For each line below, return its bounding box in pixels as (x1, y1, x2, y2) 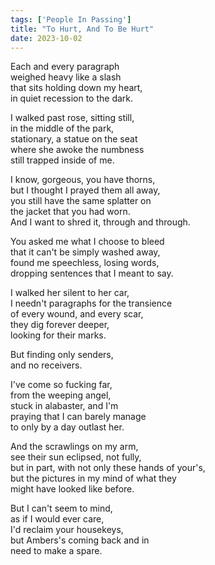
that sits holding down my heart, (10, 82, 143, 94)
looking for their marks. (10, 329, 107, 341)
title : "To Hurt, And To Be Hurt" (10, 24, 155, 34)
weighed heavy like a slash (10, 71, 122, 83)
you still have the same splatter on (10, 195, 152, 207)
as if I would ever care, (10, 513, 105, 525)
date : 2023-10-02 (10, 33, 83, 43)
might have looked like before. (10, 483, 135, 495)
